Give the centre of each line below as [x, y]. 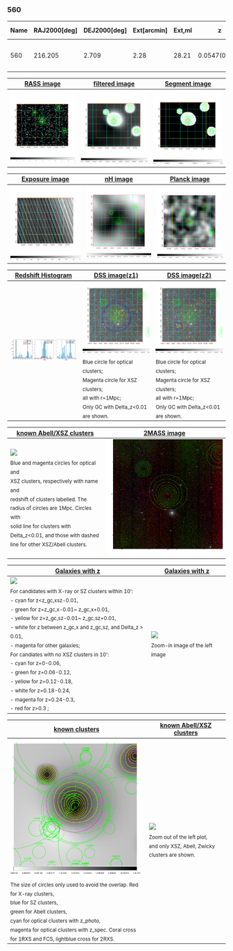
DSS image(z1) [116, 275]
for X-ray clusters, [32, 894]
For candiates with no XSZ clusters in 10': [60, 654]
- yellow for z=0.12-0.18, [41, 681]
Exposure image [45, 179]
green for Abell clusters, [38, 912]
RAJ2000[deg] [55, 31]
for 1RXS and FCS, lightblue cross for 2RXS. [62, 939]
